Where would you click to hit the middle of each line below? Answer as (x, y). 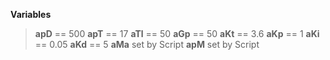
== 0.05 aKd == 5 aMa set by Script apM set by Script (147, 44)
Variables (31, 14)
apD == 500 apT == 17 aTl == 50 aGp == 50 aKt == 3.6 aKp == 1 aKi (177, 33)
